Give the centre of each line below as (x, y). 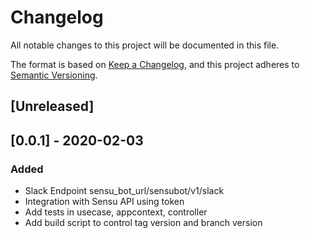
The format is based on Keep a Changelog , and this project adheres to (155, 64)
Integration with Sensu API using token (104, 202)
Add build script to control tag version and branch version (143, 223)
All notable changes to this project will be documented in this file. (145, 45)
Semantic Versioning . (54, 75)
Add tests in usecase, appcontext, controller (116, 212)
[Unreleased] (52, 106)
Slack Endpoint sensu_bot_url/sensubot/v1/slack (124, 191)
